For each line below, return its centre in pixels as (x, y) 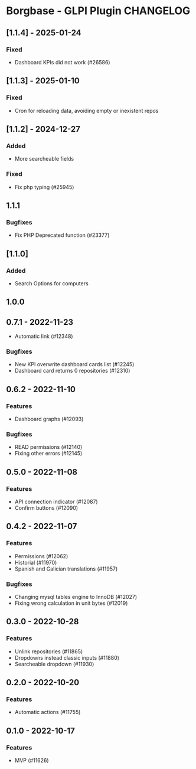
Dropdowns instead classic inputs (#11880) (67, 657)
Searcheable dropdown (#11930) (54, 664)
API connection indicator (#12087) (56, 502)
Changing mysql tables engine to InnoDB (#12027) (76, 597)
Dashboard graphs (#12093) (49, 419)
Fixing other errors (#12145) (48, 454)
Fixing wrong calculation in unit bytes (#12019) (71, 603)
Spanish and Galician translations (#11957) (66, 569)
